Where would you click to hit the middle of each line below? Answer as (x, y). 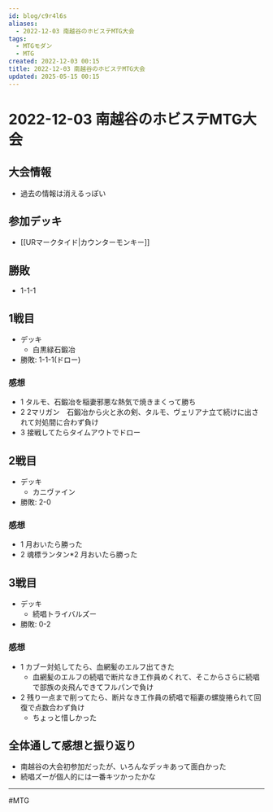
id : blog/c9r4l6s (38, 16)
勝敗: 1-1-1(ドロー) (50, 360)
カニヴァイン (54, 492)
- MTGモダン (34, 46)
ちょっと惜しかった (65, 718)
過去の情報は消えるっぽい (63, 193)
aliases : (23, 24)
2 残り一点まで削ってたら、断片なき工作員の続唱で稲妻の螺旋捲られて (137, 697)
